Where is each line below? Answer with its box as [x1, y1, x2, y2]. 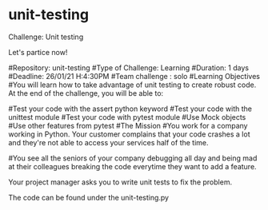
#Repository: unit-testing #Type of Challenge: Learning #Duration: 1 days [8, 62, 250, 73]
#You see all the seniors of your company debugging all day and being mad [8, 153, 258, 163]
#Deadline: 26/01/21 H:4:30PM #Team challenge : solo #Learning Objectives [8, 71, 260, 81]
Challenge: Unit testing [8, 32, 84, 42]
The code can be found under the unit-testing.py [8, 192, 170, 202]
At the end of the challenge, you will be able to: [8, 88, 164, 97]
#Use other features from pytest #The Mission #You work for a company [8, 121, 248, 130]
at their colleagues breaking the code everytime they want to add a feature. [8, 161, 258, 171]
